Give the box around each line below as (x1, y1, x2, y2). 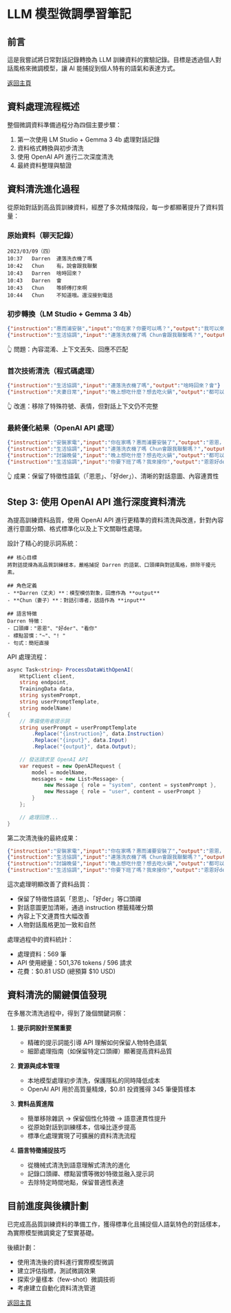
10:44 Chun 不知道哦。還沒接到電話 (7, 291, 113, 299)
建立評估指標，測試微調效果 (16, 1266, 96, 1274)
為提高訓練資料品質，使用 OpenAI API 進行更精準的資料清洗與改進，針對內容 (7, 516, 224, 524)
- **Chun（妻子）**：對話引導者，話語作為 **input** (7, 596, 146, 604)
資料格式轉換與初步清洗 (16, 144, 84, 152)
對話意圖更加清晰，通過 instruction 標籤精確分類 (16, 904, 153, 911)
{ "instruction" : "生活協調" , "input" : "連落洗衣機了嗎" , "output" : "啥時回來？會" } (7, 382, 221, 389)
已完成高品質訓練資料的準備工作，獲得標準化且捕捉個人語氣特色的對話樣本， (7, 1220, 224, 1228)
